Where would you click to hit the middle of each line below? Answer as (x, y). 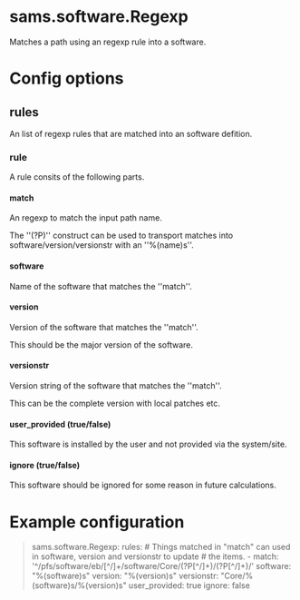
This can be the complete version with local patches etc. (115, 403)
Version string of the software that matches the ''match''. (116, 386)
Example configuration (97, 521)
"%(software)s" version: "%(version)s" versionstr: (125, 576)
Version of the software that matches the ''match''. (104, 327)
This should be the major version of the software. (101, 344)
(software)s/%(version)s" (79, 585)
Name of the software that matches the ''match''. (101, 286)
